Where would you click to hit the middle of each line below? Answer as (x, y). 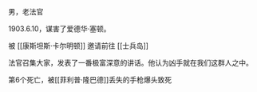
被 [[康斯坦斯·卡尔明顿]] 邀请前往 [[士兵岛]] (79, 46)
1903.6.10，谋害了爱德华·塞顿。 (59, 29)
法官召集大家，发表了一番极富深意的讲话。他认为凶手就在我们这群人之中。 (130, 63)
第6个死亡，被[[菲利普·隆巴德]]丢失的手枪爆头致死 (90, 80)
